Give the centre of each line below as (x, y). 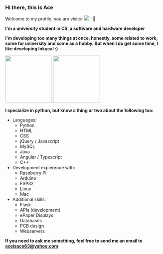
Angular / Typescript (41, 157)
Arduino (28, 178)
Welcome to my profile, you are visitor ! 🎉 (51, 19)
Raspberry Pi (33, 173)
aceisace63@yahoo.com (32, 246)
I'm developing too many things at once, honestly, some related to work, (81, 38)
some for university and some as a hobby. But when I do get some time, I (82, 43)
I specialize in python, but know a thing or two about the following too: (79, 111)
